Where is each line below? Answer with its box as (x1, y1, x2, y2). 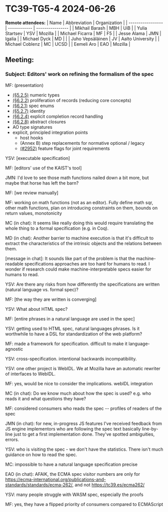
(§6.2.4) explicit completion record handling (12, 113, 103, 119)
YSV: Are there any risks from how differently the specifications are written (5, 281, 160, 287)
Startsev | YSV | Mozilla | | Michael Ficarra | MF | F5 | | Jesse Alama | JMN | (5, 30, 161, 36)
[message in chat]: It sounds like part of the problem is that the (5, 255, 135, 262)
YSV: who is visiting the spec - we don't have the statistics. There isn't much (5, 446, 163, 452)
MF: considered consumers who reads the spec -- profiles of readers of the (5, 405, 162, 411)
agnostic (5, 346, 24, 352)
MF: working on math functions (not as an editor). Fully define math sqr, (5, 199, 153, 205)
